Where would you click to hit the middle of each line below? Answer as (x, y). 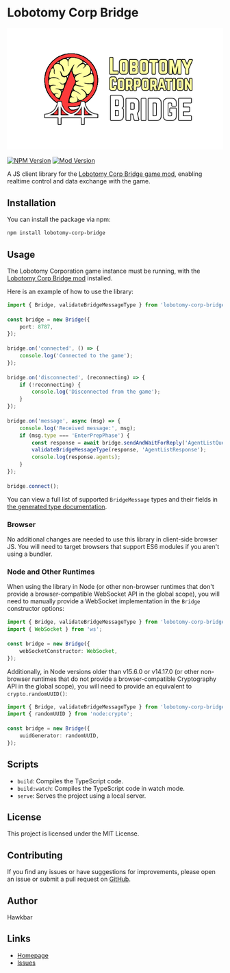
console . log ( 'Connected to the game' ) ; (76, 356)
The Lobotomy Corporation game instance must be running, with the (104, 271)
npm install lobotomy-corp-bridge (56, 233)
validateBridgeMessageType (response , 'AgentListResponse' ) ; (119, 450)
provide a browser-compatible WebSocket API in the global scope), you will (114, 594)
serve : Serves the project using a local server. (81, 796)
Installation (31, 203)
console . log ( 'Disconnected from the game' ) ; (96, 392)
